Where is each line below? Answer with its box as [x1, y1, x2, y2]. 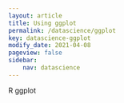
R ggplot [8, 85, 37, 95]
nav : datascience [22, 64, 81, 72]
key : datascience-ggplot [8, 34, 91, 42]
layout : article [8, 11, 62, 20]
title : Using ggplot [8, 19, 78, 27]
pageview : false [8, 49, 62, 57]
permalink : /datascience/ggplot [8, 26, 116, 34]
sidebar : [8, 57, 38, 65]
